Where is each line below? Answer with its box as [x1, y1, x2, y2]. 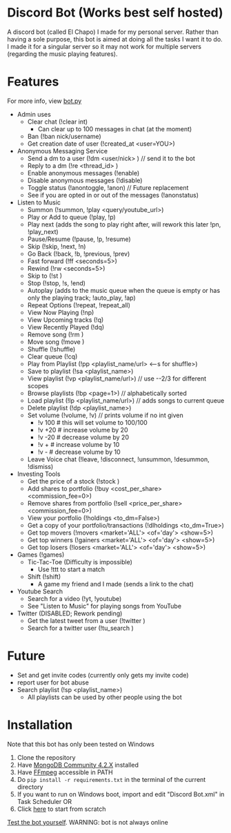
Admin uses [17, 110, 52, 118]
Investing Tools [17, 470, 61, 478]
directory [17, 783, 43, 791]
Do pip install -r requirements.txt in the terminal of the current [17, 775, 206, 783]
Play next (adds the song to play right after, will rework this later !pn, [27, 220, 221, 229]
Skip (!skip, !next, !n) [27, 242, 86, 250]
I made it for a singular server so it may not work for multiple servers [7, 42, 202, 50]
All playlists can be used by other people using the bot [27, 693, 182, 701]
